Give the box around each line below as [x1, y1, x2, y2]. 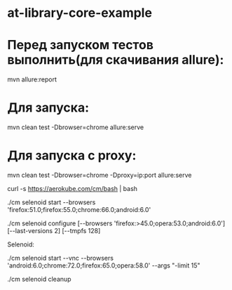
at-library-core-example [7, 5, 153, 21]
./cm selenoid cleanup [7, 275, 71, 283]
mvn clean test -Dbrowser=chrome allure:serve [7, 123, 144, 131]
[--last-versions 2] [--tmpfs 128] [7, 227, 101, 235]
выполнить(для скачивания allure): [7, 52, 224, 68]
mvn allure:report [7, 75, 57, 84]
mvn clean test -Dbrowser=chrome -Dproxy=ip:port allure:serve [7, 171, 192, 179]
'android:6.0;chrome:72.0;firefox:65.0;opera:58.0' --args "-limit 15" [7, 261, 201, 270]
